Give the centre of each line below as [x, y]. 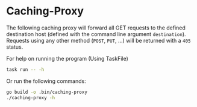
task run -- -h [25, 69]
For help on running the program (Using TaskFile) [67, 58]
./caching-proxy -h [31, 97]
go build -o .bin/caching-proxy [47, 92]
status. [15, 47]
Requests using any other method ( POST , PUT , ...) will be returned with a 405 [98, 40]
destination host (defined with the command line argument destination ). [96, 34]
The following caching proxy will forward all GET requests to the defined [96, 28]
